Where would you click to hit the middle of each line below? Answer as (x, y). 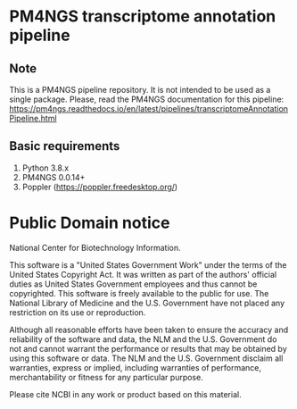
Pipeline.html (33, 118)
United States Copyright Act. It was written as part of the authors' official (143, 274)
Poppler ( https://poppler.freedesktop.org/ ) (100, 187)
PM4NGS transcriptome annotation (143, 17)
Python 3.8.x (45, 168)
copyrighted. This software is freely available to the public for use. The (139, 293)
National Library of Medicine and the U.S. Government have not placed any (147, 303)
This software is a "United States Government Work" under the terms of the (148, 264)
